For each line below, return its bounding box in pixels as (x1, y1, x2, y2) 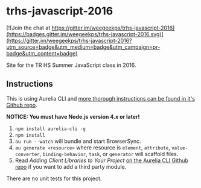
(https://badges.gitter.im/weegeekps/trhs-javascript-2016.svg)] (6, 30, 164, 37)
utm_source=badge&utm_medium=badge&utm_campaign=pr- (6, 43, 161, 51)
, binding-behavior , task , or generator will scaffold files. (39, 150, 179, 157)
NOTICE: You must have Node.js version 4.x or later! (6, 113, 140, 120)
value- (171, 145, 188, 151)
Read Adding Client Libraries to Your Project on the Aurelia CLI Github (14, 157, 189, 164)
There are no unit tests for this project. (6, 175, 102, 182)
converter (14, 151, 40, 157)
